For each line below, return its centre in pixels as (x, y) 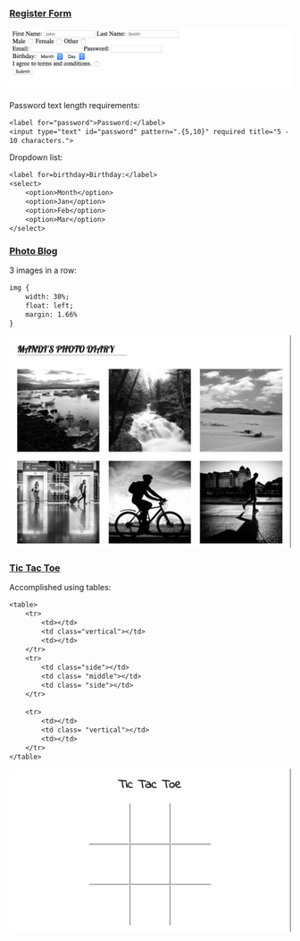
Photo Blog (33, 250)
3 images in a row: (43, 270)
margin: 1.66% (51, 315)
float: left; (50, 306)
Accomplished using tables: (60, 588)
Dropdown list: (36, 157)
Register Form (41, 13)
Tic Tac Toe (35, 568)
